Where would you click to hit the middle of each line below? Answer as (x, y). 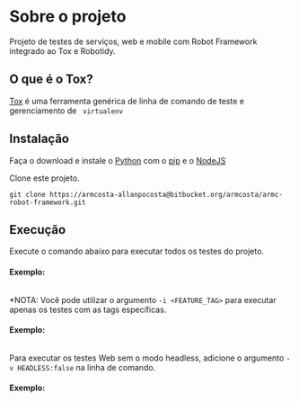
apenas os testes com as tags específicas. (88, 309)
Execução (38, 230)
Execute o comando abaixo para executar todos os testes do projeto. (137, 251)
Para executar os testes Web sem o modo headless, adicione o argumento (147, 358)
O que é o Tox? (52, 80)
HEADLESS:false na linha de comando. (87, 367)
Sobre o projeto (68, 17)
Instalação (40, 139)
